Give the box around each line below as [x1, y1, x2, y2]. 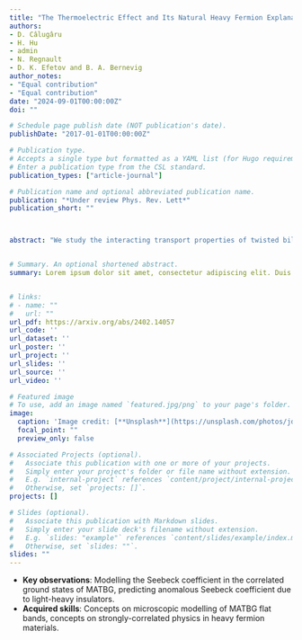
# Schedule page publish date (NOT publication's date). [9, 121, 227, 130]
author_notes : [9, 72, 63, 81]
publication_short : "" [9, 204, 94, 213]
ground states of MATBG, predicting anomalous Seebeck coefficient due [22, 584, 292, 595]
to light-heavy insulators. [22, 594, 115, 605]
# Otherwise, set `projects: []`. [9, 484, 147, 493]
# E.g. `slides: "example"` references [9, 533, 167, 542]
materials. [22, 622, 59, 634]
